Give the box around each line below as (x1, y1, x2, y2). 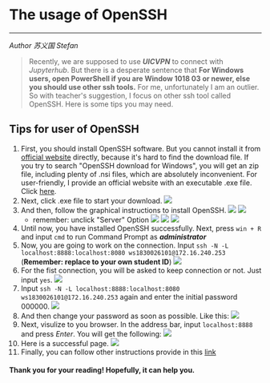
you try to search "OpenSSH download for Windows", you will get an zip (20, 160, 260, 170)
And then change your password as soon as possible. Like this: (20, 311, 229, 321)
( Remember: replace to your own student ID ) (20, 256, 172, 266)
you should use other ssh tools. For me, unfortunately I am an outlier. (28, 82, 260, 91)
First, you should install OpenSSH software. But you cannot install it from (20, 143, 261, 153)
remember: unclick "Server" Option (32, 215, 149, 224)
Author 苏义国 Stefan (9, 40, 79, 50)
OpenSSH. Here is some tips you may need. (28, 99, 174, 109)
